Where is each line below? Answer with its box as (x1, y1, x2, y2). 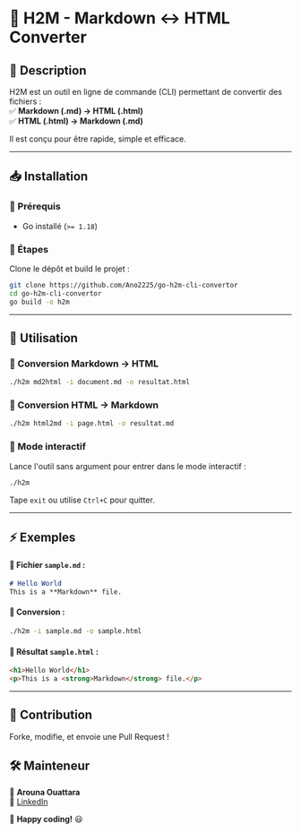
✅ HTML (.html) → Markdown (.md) (9, 116, 143, 126)
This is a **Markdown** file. (9, 587, 123, 597)
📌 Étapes (9, 243, 49, 255)
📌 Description (9, 63, 87, 78)
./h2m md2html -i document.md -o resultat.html (9, 378, 191, 387)
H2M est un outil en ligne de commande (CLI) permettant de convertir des (9, 87, 282, 97)
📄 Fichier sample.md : (9, 559, 86, 570)
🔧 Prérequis (9, 201, 61, 213)
